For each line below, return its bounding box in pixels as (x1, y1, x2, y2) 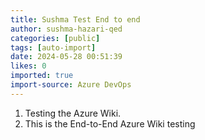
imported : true (10, 71, 74, 81)
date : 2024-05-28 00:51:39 (10, 52, 123, 62)
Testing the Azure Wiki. (24, 107, 122, 119)
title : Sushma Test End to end (10, 14, 141, 25)
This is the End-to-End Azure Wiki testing (24, 117, 196, 130)
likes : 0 (10, 61, 47, 71)
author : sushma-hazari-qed (10, 24, 123, 34)
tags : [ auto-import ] (10, 42, 97, 53)
